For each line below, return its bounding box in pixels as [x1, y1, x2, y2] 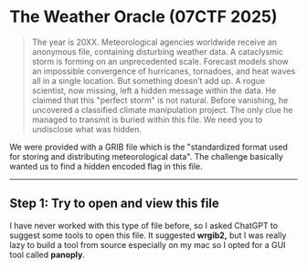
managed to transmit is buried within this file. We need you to [31, 114, 263, 125]
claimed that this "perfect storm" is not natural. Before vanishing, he [31, 94, 289, 106]
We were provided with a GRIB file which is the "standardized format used [9, 141, 288, 152]
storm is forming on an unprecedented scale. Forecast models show [31, 56, 290, 67]
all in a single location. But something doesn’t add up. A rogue [31, 75, 266, 86]
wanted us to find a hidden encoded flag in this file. [9, 160, 203, 171]
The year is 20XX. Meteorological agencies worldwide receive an [31, 36, 278, 47]
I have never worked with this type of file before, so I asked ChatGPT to [9, 220, 279, 231]
